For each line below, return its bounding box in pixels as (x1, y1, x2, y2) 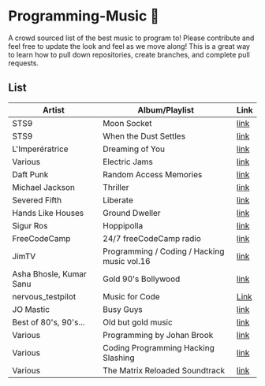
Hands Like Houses (12, 207, 84, 218)
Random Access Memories (102, 169, 203, 180)
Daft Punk (12, 169, 49, 180)
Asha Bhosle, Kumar (12, 268, 87, 279)
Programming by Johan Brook (102, 329, 214, 340)
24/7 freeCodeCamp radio (102, 232, 201, 243)
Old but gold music (102, 317, 174, 328)
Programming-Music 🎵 (8, 7, 160, 25)
